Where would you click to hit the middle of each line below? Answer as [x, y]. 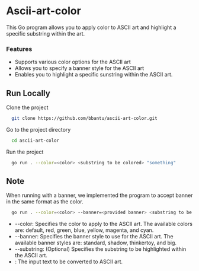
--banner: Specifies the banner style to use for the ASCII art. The [94, 237]
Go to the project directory [38, 129]
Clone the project [27, 107]
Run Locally [28, 93]
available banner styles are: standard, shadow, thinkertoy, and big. [95, 243]
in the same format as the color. [45, 202]
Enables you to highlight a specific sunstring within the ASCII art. [94, 75]
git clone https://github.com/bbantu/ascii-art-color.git [85, 119]
